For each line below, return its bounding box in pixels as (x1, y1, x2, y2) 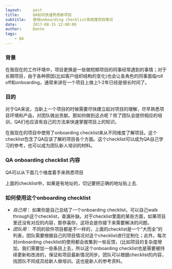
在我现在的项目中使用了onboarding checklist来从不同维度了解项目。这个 (5, 130, 158, 136)
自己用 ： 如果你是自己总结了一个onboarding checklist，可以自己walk (12, 207, 158, 213)
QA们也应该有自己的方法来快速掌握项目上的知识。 (14, 119, 119, 125)
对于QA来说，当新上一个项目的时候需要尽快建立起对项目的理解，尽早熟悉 (5, 106, 160, 112)
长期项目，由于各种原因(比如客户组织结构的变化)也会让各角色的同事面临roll (5, 73, 163, 79)
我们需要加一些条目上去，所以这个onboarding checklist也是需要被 (21, 245, 161, 252)
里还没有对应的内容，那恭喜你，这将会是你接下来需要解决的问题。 (12, 220, 152, 226)
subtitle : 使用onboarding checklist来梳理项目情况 (5, 17, 114, 22)
